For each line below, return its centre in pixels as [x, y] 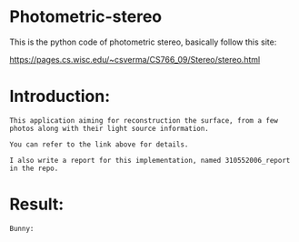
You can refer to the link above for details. [99, 144]
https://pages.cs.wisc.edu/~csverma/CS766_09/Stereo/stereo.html [135, 59]
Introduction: [60, 96]
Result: [37, 204]
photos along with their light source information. [109, 128]
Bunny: [22, 228]
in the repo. [34, 168]
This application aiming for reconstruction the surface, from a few [144, 120]
